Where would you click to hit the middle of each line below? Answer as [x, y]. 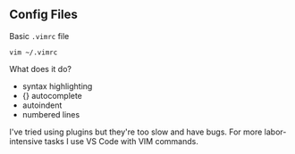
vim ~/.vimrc [34, 53]
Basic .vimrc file [39, 36]
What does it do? [40, 69]
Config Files [43, 15]
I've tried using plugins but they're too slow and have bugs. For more [136, 132]
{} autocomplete [52, 95]
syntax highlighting [57, 86]
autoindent [42, 105]
